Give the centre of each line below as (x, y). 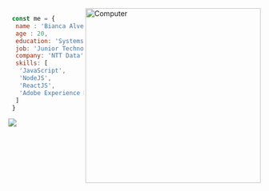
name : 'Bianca (41, 26)
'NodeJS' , (35, 78)
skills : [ (32, 63)
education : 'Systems (50, 41)
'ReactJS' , (37, 86)
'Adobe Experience (50, 93)
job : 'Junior (37, 48)
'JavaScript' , (42, 71)
